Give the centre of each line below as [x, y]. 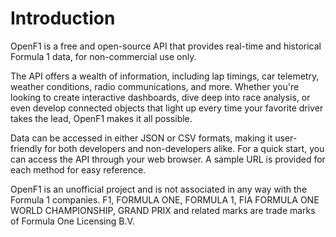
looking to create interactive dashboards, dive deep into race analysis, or [160, 97]
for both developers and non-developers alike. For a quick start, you [184, 148]
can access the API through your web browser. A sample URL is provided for [168, 159]
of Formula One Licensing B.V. [72, 221]
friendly [26, 148]
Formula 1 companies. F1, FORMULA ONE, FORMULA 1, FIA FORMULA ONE [165, 199]
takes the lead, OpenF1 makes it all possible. [101, 118]
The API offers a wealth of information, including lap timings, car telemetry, [165, 76]
